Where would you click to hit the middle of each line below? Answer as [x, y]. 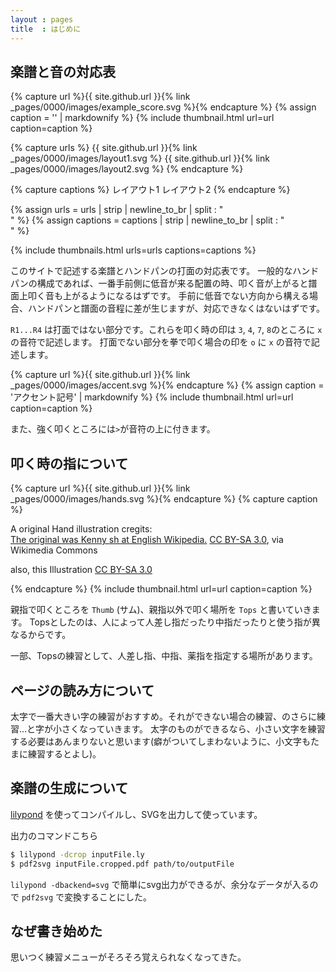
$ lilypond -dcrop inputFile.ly [77, 854]
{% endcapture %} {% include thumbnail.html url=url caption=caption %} [161, 589]
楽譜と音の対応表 [63, 71]
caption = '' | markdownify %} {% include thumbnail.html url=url [142, 118]
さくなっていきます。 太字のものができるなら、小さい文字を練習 [193, 728]
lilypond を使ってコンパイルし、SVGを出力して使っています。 [136, 814]
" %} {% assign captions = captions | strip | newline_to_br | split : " [147, 220]
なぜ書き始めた [56, 931]
